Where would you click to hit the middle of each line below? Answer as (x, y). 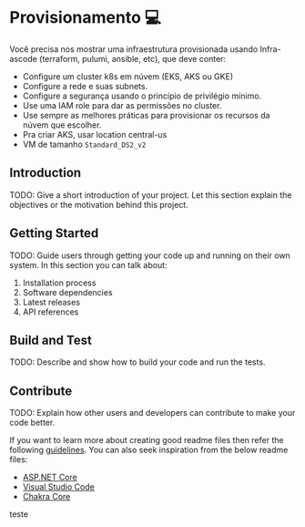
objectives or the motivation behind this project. (99, 204)
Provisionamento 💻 (86, 18)
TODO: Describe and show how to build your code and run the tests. (137, 362)
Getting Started (54, 233)
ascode (24, 58)
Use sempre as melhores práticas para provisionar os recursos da (146, 115)
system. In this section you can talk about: (88, 264)
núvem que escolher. (62, 125)
